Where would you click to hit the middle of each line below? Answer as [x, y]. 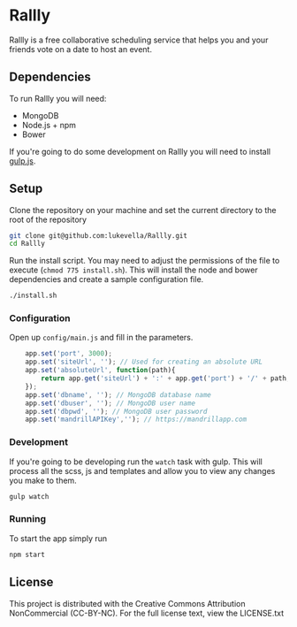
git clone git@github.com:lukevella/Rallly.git [99, 235]
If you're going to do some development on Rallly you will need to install [140, 151]
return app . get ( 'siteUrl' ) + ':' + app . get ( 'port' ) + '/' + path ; [166, 378]
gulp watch [29, 496]
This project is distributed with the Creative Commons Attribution [127, 603]
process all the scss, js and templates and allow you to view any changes [142, 470]
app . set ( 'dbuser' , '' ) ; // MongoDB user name [110, 403]
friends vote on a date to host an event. [81, 49]
